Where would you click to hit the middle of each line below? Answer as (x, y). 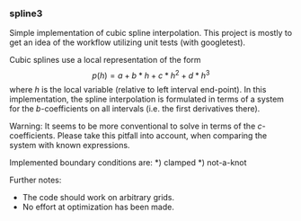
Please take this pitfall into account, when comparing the (162, 135)
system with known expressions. (70, 145)
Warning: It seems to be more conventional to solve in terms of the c (136, 126)
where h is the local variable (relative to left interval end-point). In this (138, 89)
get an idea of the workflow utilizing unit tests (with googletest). (127, 42)
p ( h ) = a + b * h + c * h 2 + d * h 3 (151, 75)
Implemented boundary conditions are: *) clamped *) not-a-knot (128, 162)
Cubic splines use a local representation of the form (105, 60)
